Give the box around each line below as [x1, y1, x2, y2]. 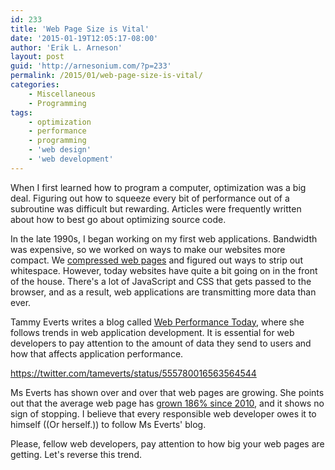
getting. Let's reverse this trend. [10, 448, 142, 460]
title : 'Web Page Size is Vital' [10, 24, 150, 34]
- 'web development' [28, 154, 114, 164]
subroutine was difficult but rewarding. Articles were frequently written [10, 202, 302, 215]
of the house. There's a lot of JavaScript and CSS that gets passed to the [10, 275, 312, 287]
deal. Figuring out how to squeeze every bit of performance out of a [10, 192, 290, 204]
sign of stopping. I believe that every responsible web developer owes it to [10, 407, 317, 420]
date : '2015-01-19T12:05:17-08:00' [10, 33, 159, 43]
